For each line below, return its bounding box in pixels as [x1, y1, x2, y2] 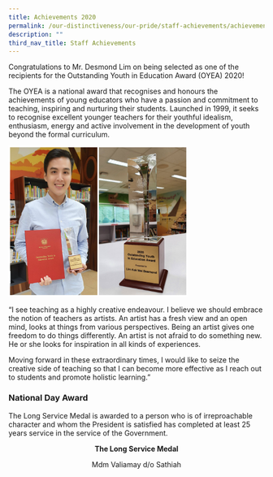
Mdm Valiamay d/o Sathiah [92, 459, 181, 469]
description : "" [8, 30, 63, 38]
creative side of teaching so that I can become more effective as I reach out [8, 363, 262, 373]
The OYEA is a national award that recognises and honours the [8, 86, 219, 97]
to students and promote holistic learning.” [8, 372, 151, 382]
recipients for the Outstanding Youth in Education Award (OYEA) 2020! [8, 71, 245, 80]
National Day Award [8, 392, 89, 404]
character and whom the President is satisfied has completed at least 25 [8, 419, 251, 429]
